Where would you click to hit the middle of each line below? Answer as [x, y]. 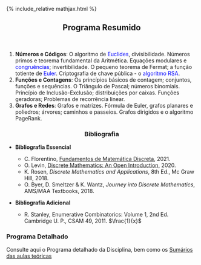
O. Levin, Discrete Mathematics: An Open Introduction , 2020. [100, 165]
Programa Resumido [102, 28]
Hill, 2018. [36, 178]
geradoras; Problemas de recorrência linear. [70, 99]
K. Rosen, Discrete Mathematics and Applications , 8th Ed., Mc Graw [109, 172]
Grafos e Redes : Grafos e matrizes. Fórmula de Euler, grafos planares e [104, 105]
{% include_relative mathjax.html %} [51, 9]
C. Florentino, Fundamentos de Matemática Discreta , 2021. [97, 159]
